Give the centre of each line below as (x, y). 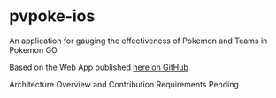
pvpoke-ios (52, 16)
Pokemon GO (33, 49)
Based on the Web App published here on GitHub (99, 67)
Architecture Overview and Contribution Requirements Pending (124, 84)
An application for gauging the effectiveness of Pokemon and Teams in (138, 41)
